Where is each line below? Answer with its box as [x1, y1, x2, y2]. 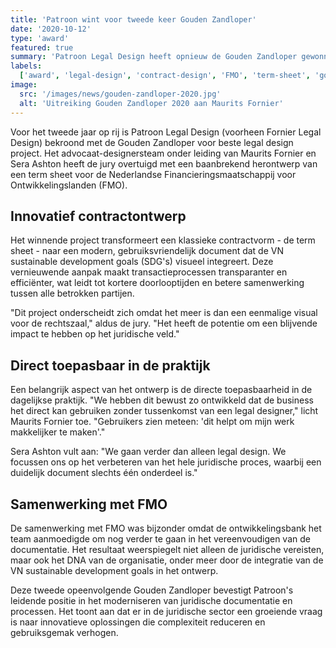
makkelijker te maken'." [10, 426, 106, 438]
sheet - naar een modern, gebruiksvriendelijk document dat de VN [10, 245, 284, 257]
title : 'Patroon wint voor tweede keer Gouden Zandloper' [10, 14, 257, 25]
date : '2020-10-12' [10, 24, 92, 34]
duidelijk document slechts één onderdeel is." [10, 467, 198, 479]
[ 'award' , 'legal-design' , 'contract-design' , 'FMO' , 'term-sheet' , [19, 71, 311, 81]
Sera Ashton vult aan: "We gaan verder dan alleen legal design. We [10, 446, 287, 458]
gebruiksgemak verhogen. [10, 626, 119, 638]
